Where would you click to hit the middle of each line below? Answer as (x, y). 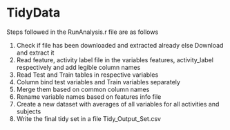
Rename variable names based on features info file (89, 96)
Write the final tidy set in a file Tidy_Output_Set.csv (89, 118)
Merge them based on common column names (83, 89)
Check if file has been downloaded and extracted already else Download (120, 45)
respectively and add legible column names (78, 67)
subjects (29, 111)
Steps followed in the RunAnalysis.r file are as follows (83, 32)
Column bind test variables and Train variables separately (98, 82)
